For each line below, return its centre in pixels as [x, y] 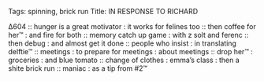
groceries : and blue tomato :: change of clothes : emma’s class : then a [124, 60]
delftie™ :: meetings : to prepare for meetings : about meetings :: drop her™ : [131, 52]
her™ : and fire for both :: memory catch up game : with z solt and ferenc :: [128, 35]
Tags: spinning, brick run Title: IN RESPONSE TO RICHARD [103, 11]
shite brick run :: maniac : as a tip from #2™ [78, 68]
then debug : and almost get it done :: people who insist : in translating [122, 43]
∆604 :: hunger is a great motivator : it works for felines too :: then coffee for [132, 26]
